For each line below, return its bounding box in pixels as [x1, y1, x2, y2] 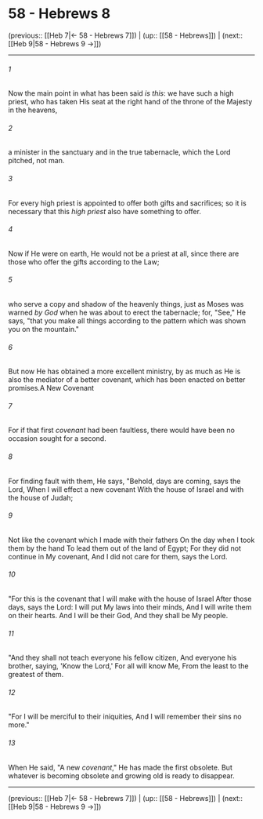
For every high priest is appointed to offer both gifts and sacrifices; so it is [8, 198, 247, 208]
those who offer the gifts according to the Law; [8, 257, 160, 267]
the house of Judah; [8, 493, 74, 502]
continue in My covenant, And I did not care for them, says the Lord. [8, 551, 228, 561]
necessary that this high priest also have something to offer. [8, 206, 202, 216]
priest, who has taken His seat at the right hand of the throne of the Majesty [8, 97, 253, 107]
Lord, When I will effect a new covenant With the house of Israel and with [8, 484, 244, 494]
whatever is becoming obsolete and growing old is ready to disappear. [8, 770, 235, 781]
